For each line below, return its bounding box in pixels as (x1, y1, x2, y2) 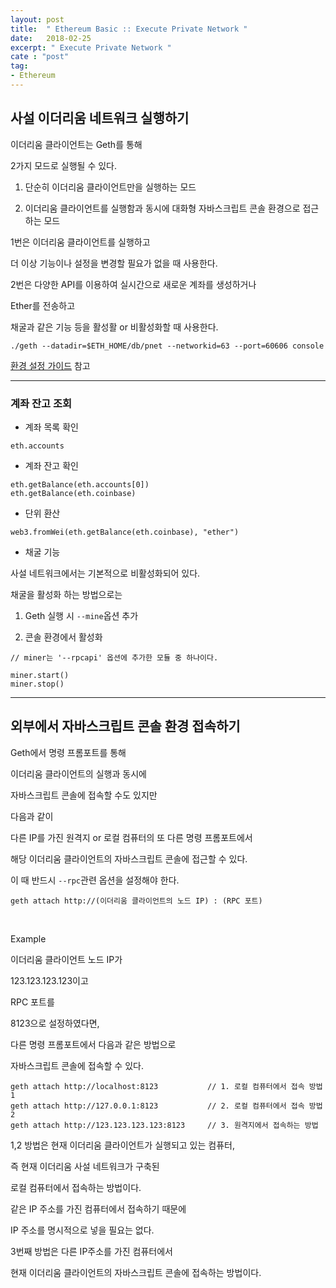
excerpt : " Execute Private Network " (10, 42, 172, 53)
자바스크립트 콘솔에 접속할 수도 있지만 (10, 789, 158, 801)
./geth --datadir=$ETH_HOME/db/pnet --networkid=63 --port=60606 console (10, 341, 325, 351)
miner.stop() (10, 679, 65, 689)
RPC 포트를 (10, 996, 55, 1008)
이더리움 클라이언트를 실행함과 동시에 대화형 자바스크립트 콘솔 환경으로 (24, 202, 301, 214)
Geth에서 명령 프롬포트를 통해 (10, 746, 127, 758)
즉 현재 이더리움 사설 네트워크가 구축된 (10, 1160, 160, 1172)
